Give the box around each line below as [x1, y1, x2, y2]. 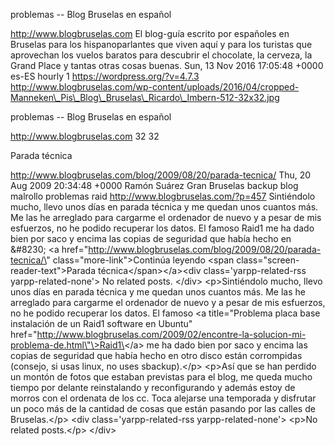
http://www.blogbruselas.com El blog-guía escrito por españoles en [10, 28, 290, 39]
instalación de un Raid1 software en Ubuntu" [10, 318, 193, 329]
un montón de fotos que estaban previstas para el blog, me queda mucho [10, 371, 313, 383]
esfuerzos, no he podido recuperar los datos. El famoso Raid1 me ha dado [10, 222, 315, 234]
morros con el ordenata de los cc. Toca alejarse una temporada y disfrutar [10, 392, 317, 404]
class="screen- [236, 254, 300, 266]
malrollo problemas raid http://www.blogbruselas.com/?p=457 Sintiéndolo [10, 190, 316, 202]
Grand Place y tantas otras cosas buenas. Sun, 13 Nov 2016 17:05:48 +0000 [10, 60, 324, 71]
